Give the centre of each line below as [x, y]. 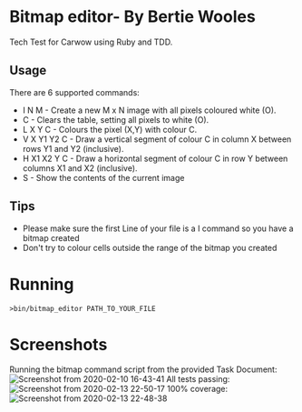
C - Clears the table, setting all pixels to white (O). [116, 119]
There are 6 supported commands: [75, 92]
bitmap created [51, 237]
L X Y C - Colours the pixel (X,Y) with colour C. [110, 129]
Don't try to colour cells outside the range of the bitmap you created [150, 247]
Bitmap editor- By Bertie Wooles [132, 17]
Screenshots [58, 344]
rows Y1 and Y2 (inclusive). [73, 148]
